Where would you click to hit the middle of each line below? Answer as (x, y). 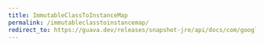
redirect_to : (29, 30)
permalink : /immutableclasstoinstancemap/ (79, 23)
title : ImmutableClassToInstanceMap (68, 15)
